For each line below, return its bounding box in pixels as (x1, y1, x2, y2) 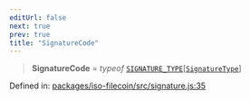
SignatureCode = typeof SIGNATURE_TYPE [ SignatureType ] (31, 63, 242, 74)
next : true (9, 22, 51, 31)
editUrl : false (9, 13, 67, 23)
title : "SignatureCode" (9, 38, 100, 48)
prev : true (9, 30, 51, 39)
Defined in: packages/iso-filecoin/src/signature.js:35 (9, 80, 207, 91)
